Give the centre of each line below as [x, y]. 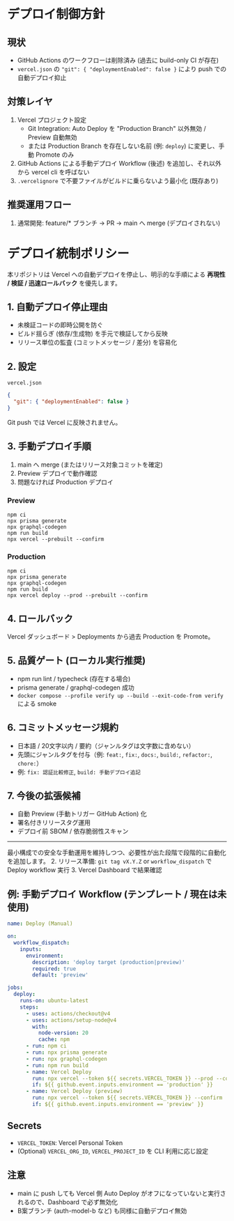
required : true [54, 969]
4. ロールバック [40, 618]
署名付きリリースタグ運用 [54, 823]
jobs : [15, 988]
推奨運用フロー [39, 205]
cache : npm [54, 1040]
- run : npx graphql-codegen [67, 1059]
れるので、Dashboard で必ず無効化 [68, 1201]
